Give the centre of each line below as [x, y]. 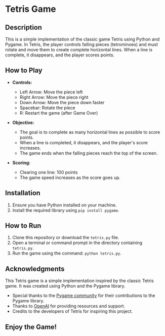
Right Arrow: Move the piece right [54, 97]
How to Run [23, 226]
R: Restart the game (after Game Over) [59, 113]
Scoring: [21, 163]
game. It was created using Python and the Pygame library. [65, 286]
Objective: [23, 123]
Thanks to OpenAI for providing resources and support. [68, 306]
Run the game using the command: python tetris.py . [67, 253]
